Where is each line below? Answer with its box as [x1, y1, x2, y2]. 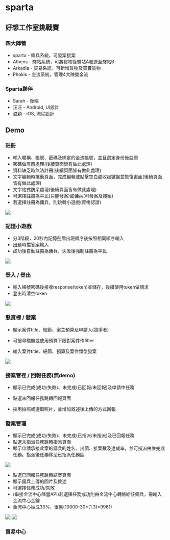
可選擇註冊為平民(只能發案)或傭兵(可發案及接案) [12, 193, 114, 199]
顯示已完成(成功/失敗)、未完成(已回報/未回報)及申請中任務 [12, 384, 135, 391]
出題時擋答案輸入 [12, 242, 49, 248]
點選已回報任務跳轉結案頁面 [12, 472, 71, 478]
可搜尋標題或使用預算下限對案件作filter [12, 337, 94, 343]
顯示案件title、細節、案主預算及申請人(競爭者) [12, 326, 109, 332]
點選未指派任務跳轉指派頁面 [12, 439, 71, 445]
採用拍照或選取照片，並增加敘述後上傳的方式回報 [12, 406, 116, 412]
